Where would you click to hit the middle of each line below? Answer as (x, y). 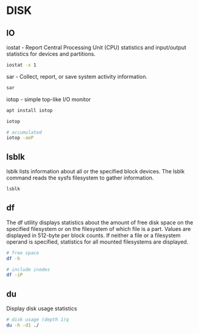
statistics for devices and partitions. (51, 54)
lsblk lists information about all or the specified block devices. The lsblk (96, 172)
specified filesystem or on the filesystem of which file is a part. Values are (99, 229)
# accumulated (24, 132)
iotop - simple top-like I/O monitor (49, 99)
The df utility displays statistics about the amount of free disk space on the (100, 222)
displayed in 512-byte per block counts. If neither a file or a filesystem (93, 235)
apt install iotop (29, 110)
